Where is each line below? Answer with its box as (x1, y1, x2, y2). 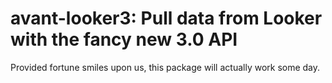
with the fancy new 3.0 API (10, 28, 238, 51)
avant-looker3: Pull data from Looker (10, 7, 323, 30)
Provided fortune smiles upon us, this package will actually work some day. (10, 61, 321, 73)
